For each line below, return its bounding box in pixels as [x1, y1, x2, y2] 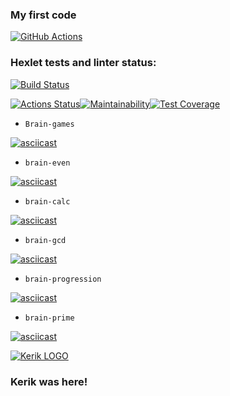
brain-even [24, 158, 71, 168]
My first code [10, 8, 77, 22]
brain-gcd [24, 235, 67, 245]
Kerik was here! [10, 374, 88, 388]
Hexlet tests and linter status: [10, 56, 157, 70]
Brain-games [24, 119, 75, 129]
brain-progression [24, 274, 102, 284]
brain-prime [24, 313, 75, 323]
